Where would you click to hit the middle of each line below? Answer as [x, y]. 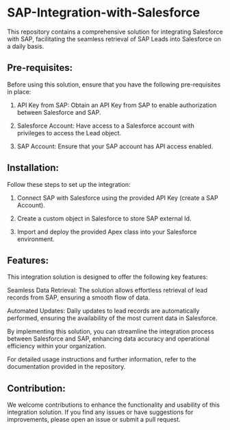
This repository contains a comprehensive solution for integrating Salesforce [115, 32]
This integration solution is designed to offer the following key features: [107, 277]
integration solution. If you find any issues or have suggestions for [100, 412]
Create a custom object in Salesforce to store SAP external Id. [104, 218]
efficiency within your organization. [57, 346]
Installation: [33, 168]
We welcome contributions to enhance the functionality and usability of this [114, 405]
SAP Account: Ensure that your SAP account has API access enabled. [115, 146]
